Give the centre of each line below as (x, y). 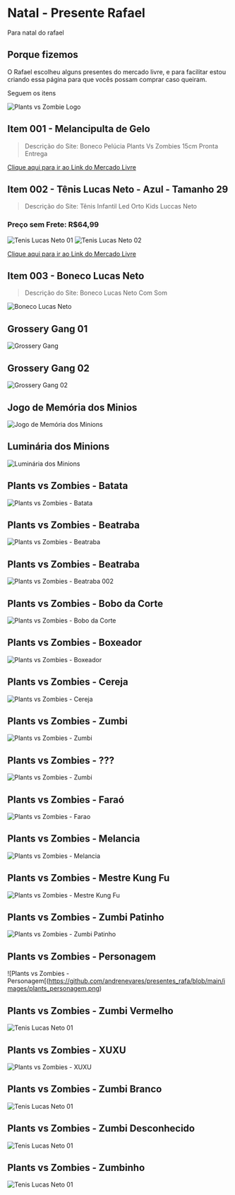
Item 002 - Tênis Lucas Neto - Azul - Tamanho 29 (118, 189)
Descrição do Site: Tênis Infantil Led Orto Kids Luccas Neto (111, 206)
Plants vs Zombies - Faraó (66, 800)
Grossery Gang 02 (48, 368)
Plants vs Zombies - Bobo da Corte (85, 603)
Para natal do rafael (36, 33)
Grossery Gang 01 (48, 329)
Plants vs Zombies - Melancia (74, 839)
